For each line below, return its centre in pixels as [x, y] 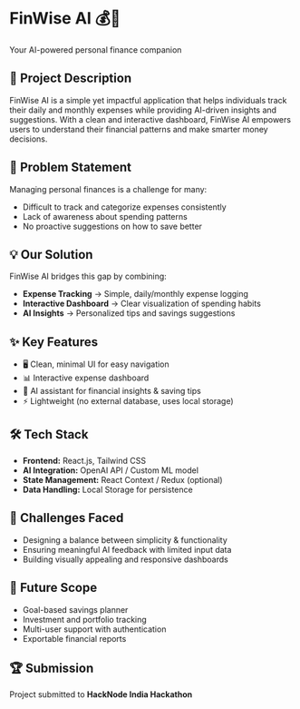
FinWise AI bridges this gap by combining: [88, 276]
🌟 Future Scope [53, 588]
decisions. [29, 139]
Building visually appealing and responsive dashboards [125, 559]
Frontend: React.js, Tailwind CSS [84, 461]
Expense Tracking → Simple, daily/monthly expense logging [135, 294]
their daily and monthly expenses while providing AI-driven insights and [143, 110]
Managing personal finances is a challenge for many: [108, 189]
